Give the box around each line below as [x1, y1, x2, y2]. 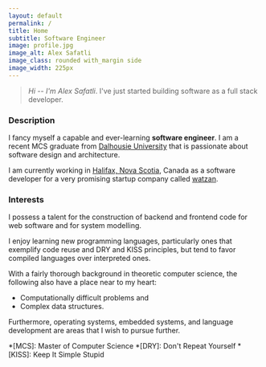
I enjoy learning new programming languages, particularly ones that [8, 236, 233, 246]
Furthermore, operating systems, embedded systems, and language [8, 317, 234, 327]
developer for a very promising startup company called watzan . [8, 174, 219, 184]
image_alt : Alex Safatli [8, 49, 92, 57]
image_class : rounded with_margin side [8, 57, 142, 65]
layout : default [8, 11, 63, 20]
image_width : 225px [8, 64, 74, 72]
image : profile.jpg [8, 42, 74, 50]
